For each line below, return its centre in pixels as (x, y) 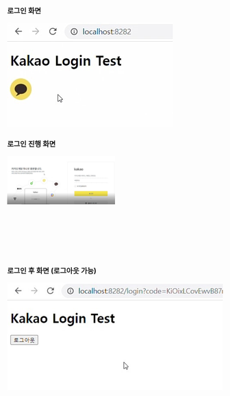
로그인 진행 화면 (31, 144)
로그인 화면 (24, 10)
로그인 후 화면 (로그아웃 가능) (52, 271)
